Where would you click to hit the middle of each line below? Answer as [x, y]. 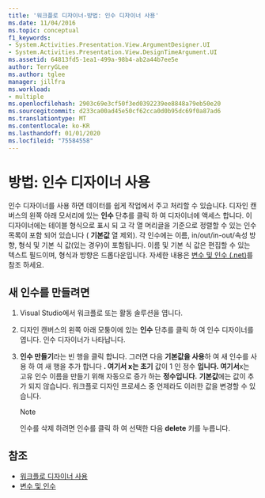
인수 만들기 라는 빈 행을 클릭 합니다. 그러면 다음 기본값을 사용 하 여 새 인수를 [134, 356]
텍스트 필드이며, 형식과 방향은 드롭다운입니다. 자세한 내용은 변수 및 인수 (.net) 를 [131, 255]
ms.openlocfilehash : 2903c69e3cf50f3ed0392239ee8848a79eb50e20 [115, 104]
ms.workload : [30, 89]
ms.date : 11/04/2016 [42, 23]
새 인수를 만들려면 [49, 293]
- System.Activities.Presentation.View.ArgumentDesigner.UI [110, 45]
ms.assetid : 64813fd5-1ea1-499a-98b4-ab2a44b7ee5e [93, 60]
